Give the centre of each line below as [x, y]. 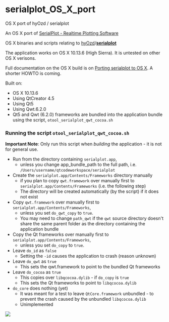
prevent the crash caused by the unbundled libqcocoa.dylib [83, 299]
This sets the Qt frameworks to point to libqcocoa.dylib [78, 283]
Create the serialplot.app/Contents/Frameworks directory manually [82, 175]
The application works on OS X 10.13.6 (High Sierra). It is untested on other [83, 53]
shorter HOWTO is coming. [33, 73]
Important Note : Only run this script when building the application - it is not [84, 144]
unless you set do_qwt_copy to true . [57, 213]
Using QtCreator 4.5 [33, 98]
